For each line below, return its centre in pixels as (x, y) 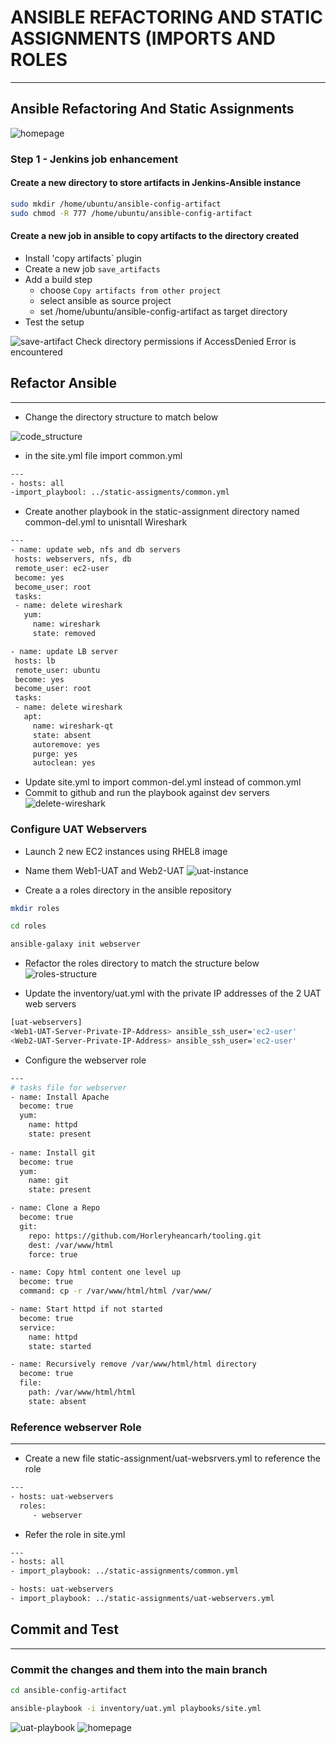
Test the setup (54, 322)
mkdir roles (35, 908)
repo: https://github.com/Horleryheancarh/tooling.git (145, 1236)
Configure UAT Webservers (79, 829)
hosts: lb (35, 661)
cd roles (28, 926)
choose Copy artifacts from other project (130, 290)
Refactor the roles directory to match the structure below (142, 963)
